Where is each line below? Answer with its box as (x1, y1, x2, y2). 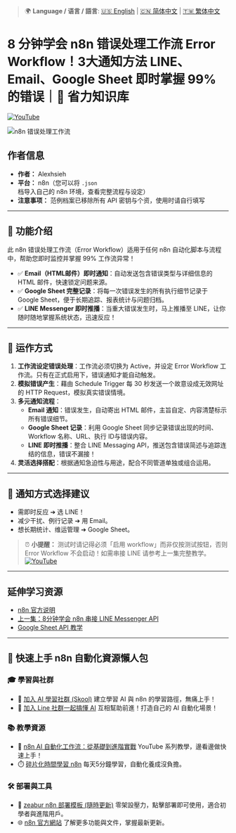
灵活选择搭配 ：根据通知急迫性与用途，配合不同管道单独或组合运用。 (17, 458, 215, 467)
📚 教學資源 (7, 723, 46, 732)
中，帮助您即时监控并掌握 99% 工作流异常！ (7, 254, 136, 262)
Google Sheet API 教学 (17, 624, 83, 631)
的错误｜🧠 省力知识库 (7, 89, 130, 105)
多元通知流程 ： (17, 397, 61, 406)
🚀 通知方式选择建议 (7, 488, 90, 500)
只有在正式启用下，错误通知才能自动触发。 (36, 370, 159, 379)
